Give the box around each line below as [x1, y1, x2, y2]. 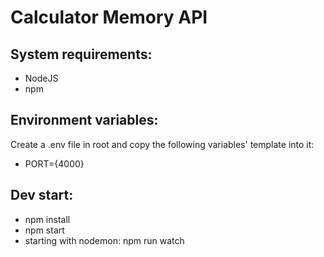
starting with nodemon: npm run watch [24, 234, 185, 246]
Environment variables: [10, 112, 159, 129]
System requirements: [10, 46, 153, 63]
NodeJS [24, 72, 59, 84]
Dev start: [10, 187, 74, 204]
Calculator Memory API [10, 6, 208, 29]
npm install [24, 213, 71, 225]
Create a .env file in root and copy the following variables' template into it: [10, 138, 315, 150]
